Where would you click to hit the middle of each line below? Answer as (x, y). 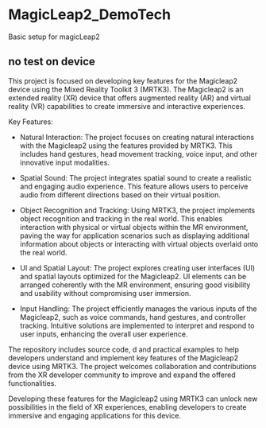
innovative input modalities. (64, 162)
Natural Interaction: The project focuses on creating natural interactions (137, 137)
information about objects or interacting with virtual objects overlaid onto (139, 243)
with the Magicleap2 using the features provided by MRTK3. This (126, 146)
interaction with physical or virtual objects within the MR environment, (134, 227)
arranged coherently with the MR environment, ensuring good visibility (135, 285)
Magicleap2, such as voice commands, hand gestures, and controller (133, 317)
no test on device (52, 62)
